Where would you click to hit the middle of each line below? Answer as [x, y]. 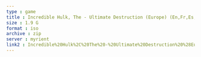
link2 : [16, 45]
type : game [21, 12]
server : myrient [28, 39]
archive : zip [24, 34]
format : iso [22, 28]
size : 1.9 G [22, 23]
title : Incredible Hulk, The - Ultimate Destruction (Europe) [87, 17]
